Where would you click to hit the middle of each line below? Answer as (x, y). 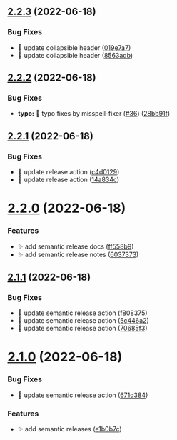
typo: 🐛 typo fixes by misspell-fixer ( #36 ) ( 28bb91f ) (94, 114)
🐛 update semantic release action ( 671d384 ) (83, 395)
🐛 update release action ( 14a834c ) (69, 180)
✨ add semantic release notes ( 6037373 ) (78, 254)
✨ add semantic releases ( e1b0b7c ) (70, 429)
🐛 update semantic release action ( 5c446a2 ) (83, 321)
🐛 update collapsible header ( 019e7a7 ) (74, 47)
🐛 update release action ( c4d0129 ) (69, 172)
